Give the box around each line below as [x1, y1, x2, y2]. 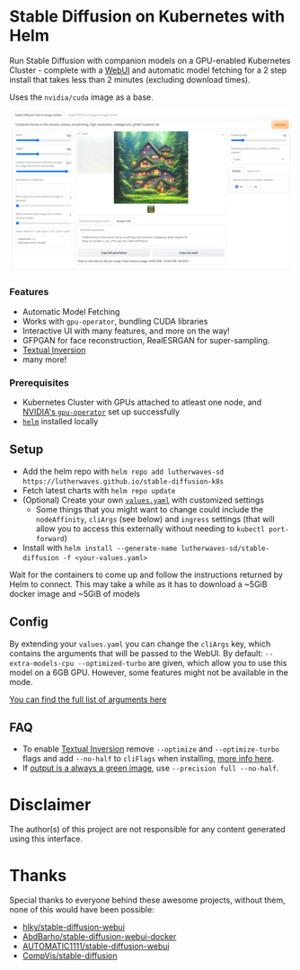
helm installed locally [22, 415, 99, 426]
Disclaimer [9, 794, 92, 814]
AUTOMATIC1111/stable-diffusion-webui [22, 941, 170, 952]
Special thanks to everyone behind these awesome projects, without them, [9, 894, 286, 905]
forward [35, 534, 65, 543]
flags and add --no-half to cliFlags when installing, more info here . [22, 753, 275, 764]
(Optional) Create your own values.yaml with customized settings [22, 494, 265, 505]
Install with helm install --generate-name [22, 542, 178, 553]
